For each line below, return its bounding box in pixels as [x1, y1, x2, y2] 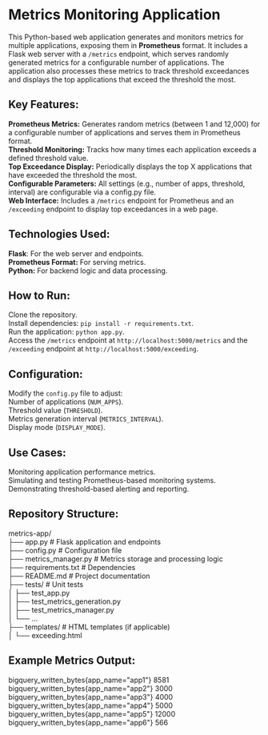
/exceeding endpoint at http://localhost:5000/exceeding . [8, 344, 199, 354]
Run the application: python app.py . [8, 327, 125, 337]
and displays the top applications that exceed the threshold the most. [8, 74, 236, 84]
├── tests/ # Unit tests [8, 579, 84, 589]
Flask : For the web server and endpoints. [8, 248, 144, 258]
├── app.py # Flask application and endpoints [8, 536, 162, 546]
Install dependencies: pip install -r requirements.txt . [8, 319, 194, 328]
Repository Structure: [8, 507, 119, 521]
